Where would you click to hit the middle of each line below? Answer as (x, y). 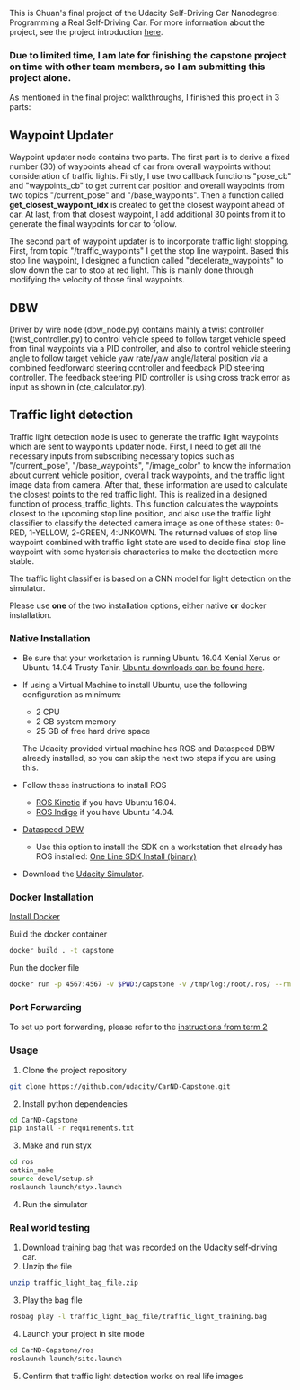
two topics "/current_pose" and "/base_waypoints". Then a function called (147, 195)
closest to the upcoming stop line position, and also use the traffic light (141, 513)
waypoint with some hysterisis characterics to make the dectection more (144, 552)
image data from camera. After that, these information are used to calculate (149, 484)
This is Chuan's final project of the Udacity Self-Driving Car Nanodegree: (145, 13)
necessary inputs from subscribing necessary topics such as (122, 456)
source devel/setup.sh (52, 1179)
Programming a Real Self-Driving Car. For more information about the (137, 22)
